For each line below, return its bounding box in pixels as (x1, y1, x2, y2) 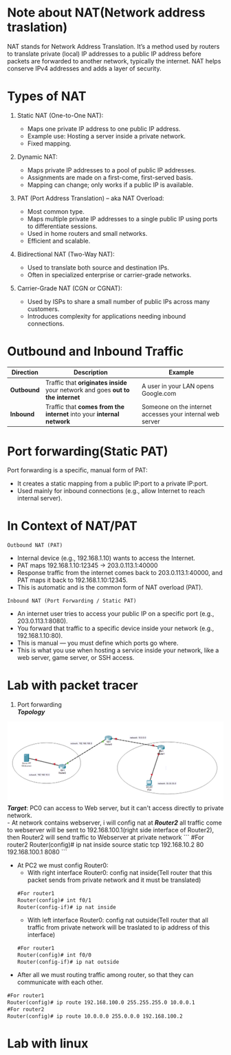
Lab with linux (7, 1036, 89, 1051)
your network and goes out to (45, 385, 130, 394)
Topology (16, 708, 45, 716)
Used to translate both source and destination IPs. (27, 263, 170, 272)
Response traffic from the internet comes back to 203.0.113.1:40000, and (16, 569, 223, 577)
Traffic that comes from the (45, 402, 125, 411)
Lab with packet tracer (7, 678, 139, 694)
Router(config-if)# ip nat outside (16, 958, 120, 965)
